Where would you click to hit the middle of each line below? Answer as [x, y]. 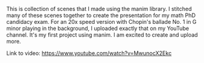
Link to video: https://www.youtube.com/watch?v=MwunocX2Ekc [89, 53]
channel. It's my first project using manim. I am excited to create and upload [102, 35]
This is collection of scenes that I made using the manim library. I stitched [99, 9]
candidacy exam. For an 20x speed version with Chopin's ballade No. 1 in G [102, 22]
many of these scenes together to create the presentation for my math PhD [101, 15]
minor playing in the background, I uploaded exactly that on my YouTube [98, 28]
